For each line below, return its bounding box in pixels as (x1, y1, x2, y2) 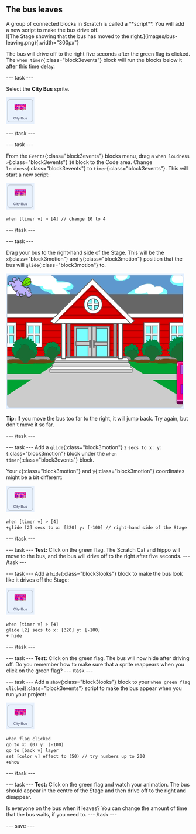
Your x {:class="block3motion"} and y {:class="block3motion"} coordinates (6, 467, 185, 474)
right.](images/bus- (130, 32, 178, 40)
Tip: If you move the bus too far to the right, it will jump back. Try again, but (6, 415, 188, 422)
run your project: (6, 691, 47, 698)
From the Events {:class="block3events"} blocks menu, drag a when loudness (6, 152, 190, 159)
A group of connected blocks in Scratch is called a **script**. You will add (6, 20, 184, 27)
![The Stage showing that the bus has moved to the (6, 32, 130, 40)
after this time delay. (6, 63, 56, 70)
